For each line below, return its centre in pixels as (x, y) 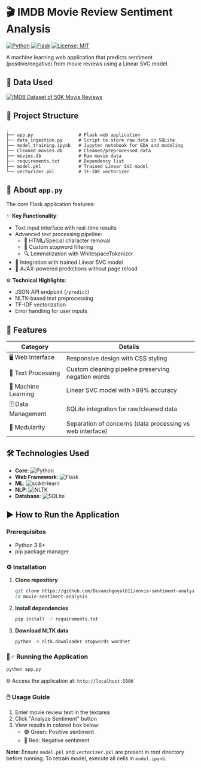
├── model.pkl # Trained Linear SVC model (77, 166)
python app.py (24, 669)
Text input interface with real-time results (66, 228)
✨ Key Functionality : (32, 216)
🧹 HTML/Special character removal (67, 240)
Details (129, 347)
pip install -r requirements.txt (57, 619)
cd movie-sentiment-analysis (51, 597)
